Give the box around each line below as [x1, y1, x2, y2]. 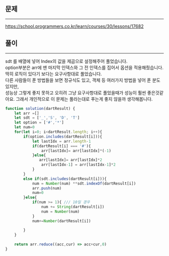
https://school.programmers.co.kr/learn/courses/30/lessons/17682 [5, 23, 144, 29]
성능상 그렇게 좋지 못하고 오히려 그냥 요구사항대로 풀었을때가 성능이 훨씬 [5, 90, 146, 96]
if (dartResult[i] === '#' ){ [32, 143, 92, 149]
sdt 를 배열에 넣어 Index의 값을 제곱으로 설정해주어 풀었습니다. [5, 58, 128, 64]
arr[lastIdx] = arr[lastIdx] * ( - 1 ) [41, 148, 112, 153]
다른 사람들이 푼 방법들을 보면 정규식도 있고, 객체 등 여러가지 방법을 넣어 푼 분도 [5, 77, 161, 83]
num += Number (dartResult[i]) [32, 218, 92, 223]
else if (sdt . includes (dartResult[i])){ [23, 176, 107, 181]
